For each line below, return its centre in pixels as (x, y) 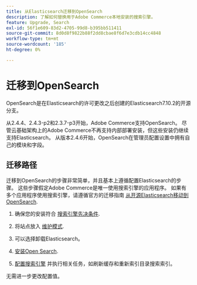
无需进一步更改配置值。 (34, 276)
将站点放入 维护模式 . (39, 226)
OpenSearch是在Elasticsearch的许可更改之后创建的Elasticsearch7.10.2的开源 (98, 103)
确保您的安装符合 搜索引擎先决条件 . (57, 213)
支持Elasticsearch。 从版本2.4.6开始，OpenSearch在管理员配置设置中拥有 (96, 137)
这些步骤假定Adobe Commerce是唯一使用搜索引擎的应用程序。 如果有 (102, 188)
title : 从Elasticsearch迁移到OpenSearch (54, 11)
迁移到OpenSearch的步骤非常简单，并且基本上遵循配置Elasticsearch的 (91, 180)
